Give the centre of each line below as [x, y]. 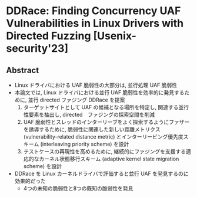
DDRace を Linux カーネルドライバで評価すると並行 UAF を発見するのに [101, 173]
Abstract [23, 70]
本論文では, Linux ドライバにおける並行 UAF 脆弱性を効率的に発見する [99, 92]
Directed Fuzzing [49, 36]
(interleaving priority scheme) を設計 [85, 144]
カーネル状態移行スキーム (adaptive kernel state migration [109, 159]
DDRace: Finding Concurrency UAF [94, 11]
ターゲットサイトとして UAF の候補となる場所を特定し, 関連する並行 [106, 107]
